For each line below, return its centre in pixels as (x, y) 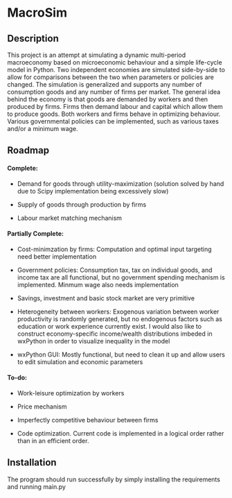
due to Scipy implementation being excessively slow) (93, 191)
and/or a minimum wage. (43, 129)
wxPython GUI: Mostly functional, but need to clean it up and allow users (121, 354)
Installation (32, 463)
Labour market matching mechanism (70, 218)
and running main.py (36, 486)
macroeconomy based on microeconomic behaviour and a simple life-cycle (115, 62)
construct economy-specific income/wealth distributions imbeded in (115, 334)
